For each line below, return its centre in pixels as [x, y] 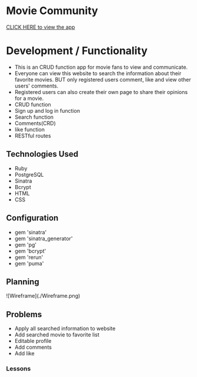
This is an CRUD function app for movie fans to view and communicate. [101, 67]
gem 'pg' [26, 244]
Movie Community [52, 11]
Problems [24, 314]
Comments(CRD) [35, 123]
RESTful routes [33, 136]
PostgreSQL [29, 174]
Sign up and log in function [47, 110]
